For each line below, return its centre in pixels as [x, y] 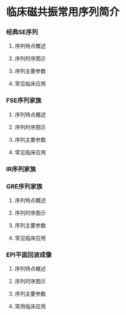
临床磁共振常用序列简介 [63, 12]
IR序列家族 [21, 169]
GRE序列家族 [24, 186]
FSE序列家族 [24, 100]
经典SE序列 [22, 32]
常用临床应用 [30, 306]
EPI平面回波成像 [29, 255]
